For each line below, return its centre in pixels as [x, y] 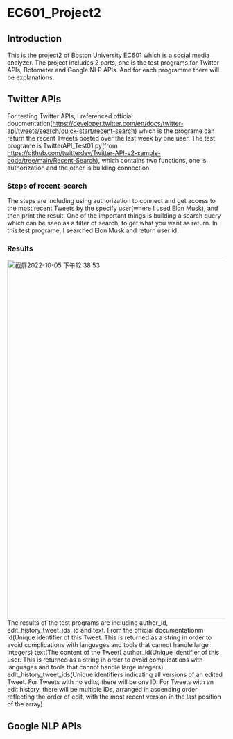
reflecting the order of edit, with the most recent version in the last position [114, 697]
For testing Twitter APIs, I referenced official [70, 116]
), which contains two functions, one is [151, 160]
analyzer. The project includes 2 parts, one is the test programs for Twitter [113, 63]
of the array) [25, 704]
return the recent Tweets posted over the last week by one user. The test [111, 138]
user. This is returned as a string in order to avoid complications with [105, 660]
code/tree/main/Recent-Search [52, 160]
